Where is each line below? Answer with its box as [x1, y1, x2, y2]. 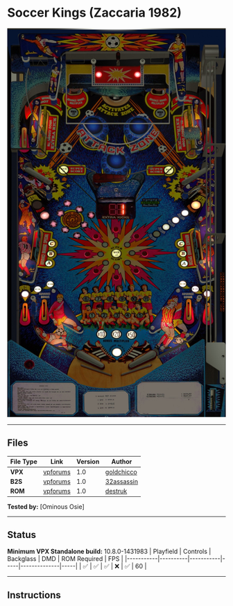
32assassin [105, 477, 139, 485]
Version [76, 457, 100, 466]
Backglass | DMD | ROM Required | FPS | [7, 555, 123, 563]
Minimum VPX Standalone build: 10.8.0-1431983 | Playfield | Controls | [7, 547, 212, 556]
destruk [105, 487, 128, 495]
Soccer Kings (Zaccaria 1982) [7, 5, 182, 21]
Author [111, 457, 132, 466]
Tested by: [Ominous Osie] [7, 502, 85, 511]
